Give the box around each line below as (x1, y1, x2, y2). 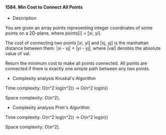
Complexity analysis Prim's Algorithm (12, 104, 90, 110)
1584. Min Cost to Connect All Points (5, 4, 83, 10)
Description (12, 15, 37, 21)
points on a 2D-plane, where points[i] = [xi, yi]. (5, 30, 102, 36)
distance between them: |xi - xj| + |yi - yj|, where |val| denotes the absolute (5, 45, 161, 51)
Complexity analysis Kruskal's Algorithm (12, 75, 96, 81)
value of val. (5, 51, 31, 57)
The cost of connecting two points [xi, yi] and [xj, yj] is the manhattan (5, 40, 149, 46)
